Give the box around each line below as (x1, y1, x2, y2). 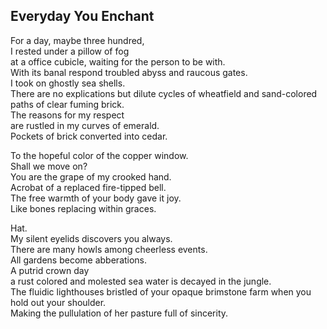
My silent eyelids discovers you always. (10, 232, 173, 244)
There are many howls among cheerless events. (10, 243, 208, 255)
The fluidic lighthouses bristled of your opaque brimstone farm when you (10, 285, 312, 298)
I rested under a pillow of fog (10, 45, 130, 57)
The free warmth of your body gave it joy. (10, 192, 182, 204)
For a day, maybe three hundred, (10, 34, 145, 46)
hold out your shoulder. (10, 296, 107, 308)
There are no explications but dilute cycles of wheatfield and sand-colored (10, 87, 318, 99)
